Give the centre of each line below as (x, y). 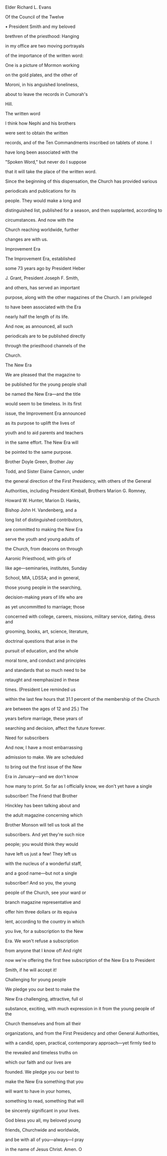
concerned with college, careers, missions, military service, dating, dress (80, 616)
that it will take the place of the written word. (51, 171)
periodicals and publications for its (41, 191)
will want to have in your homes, (38, 1091)
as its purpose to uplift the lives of (40, 423)
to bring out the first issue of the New (44, 767)
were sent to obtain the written (37, 133)
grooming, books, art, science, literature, (47, 631)
